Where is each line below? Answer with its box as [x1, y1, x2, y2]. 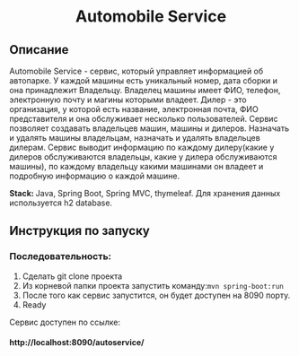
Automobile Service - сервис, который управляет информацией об [9, 65, 264, 76]
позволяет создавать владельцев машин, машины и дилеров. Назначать [9, 123, 290, 134]
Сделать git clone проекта [22, 271, 123, 282]
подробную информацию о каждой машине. [9, 170, 180, 181]
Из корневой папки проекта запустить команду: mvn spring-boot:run [22, 280, 285, 291]
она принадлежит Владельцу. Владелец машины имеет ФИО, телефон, [9, 85, 281, 95]
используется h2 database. [9, 197, 113, 208]
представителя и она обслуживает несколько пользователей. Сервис [9, 114, 278, 124]
